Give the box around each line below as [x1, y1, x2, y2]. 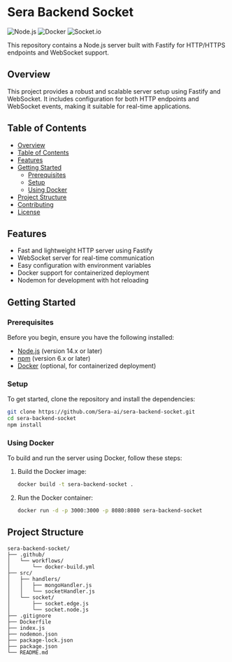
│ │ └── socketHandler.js [7, 588, 96, 595]
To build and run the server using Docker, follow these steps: [7, 454, 183, 462]
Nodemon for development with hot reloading [17, 276, 149, 285]
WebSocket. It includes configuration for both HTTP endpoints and [7, 94, 199, 103]
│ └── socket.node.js [7, 606, 89, 613]
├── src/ [7, 569, 33, 577]
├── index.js [7, 624, 45, 631]
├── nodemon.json [7, 631, 58, 638]
